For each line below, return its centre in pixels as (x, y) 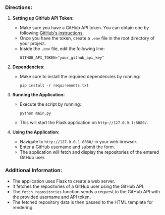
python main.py (35, 113)
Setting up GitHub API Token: (43, 18)
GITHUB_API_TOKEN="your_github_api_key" (62, 58)
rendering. (23, 207)
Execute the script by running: (51, 104)
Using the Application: (36, 132)
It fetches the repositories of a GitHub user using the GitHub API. (78, 186)
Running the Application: (39, 95)
